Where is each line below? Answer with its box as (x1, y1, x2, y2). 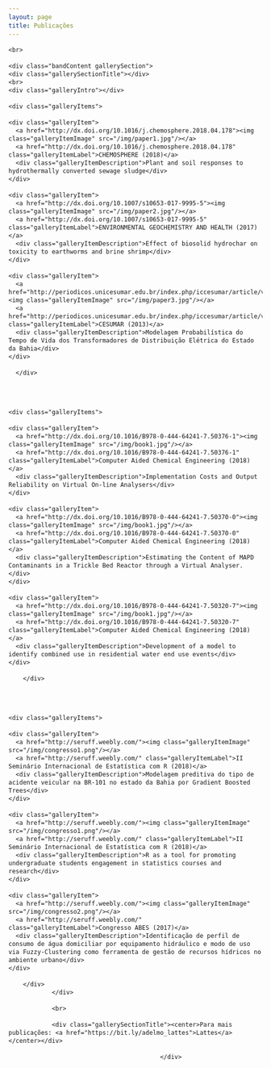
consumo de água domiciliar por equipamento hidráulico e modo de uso (8, 940, 251, 948)
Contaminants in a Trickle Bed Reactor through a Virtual (8, 561, 207, 569)
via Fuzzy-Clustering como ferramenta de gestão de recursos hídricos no (8, 948, 262, 956)
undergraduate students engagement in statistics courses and (8, 859, 222, 867)
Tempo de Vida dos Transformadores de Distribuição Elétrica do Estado (8, 336, 254, 345)
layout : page (8, 13, 52, 21)
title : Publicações (8, 21, 74, 30)
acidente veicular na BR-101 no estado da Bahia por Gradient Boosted (8, 778, 251, 786)
